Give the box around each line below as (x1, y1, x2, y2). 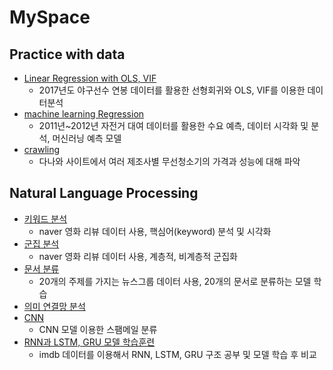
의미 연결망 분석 (23, 300, 86, 312)
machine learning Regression (23, 108, 145, 120)
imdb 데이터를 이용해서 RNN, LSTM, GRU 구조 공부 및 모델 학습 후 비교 (38, 348, 317, 360)
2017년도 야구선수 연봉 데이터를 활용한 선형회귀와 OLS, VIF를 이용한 (38, 84, 306, 96)
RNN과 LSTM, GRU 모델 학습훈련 (23, 336, 156, 348)
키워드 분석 (23, 212, 68, 225)
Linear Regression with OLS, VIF (23, 72, 157, 84)
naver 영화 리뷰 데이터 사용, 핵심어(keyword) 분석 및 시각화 (38, 225, 272, 237)
